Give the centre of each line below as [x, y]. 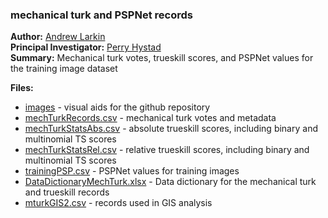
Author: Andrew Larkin [58, 37]
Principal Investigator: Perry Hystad [86, 47]
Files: [22, 88]
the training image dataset [64, 69]
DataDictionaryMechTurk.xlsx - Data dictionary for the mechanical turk [170, 182]
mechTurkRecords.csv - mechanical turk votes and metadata [150, 118]
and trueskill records [67, 192]
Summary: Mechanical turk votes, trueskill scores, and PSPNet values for [162, 58]
